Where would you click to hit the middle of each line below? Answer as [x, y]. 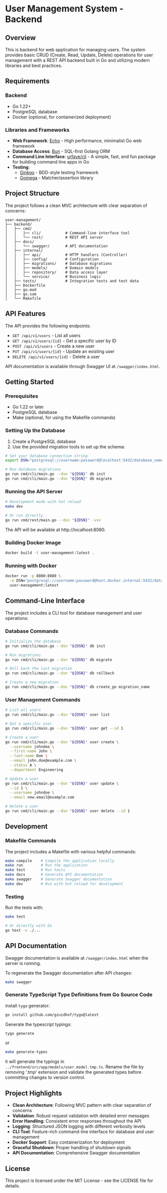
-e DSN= [18, 581]
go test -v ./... [23, 930]
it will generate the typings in [35, 1062]
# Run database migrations [33, 469]
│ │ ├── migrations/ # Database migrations [59, 263]
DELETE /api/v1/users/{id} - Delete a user [56, 357]
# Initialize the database [33, 641]
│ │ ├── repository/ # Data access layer [56, 272]
